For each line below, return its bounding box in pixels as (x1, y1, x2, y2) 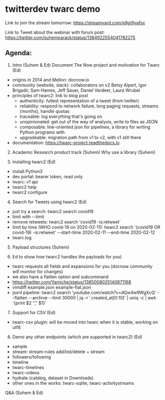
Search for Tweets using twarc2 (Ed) (12, 199, 87, 205)
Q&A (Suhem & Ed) (5, 390, 43, 396)
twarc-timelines (12, 364, 44, 370)
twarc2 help (12, 184, 37, 190)
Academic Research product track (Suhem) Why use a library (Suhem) (12, 149, 156, 155)
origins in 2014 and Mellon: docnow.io (12, 76, 90, 82)
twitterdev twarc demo (5, 3, 100, 15)
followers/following (12, 354, 51, 360)
